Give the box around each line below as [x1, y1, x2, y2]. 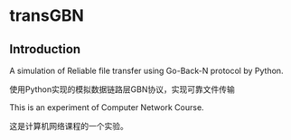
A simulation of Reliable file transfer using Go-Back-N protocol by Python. [9, 65, 284, 76]
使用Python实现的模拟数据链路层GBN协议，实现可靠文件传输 [9, 84, 235, 95]
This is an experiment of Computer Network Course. [9, 102, 205, 113]
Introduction [9, 42, 81, 57]
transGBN [9, 5, 84, 26]
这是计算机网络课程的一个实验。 [9, 121, 128, 131]
